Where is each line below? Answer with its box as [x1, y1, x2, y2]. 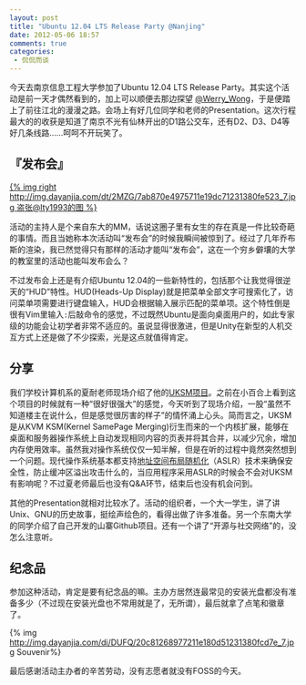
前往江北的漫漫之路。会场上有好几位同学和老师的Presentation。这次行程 [25, 105, 297, 115]
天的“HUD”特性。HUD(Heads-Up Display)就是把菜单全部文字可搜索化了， [9, 286, 286, 297]
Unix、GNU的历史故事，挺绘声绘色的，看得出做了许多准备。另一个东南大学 [9, 508, 292, 519]
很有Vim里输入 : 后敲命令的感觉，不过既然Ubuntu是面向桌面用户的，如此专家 [9, 309, 295, 320]
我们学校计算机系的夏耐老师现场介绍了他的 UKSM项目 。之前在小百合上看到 [9, 386, 289, 397]
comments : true [9, 38, 67, 48]
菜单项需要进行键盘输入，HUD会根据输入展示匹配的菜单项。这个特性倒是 [16, 297, 291, 308]
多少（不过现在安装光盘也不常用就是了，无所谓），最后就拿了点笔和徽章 [16, 598, 285, 608]
